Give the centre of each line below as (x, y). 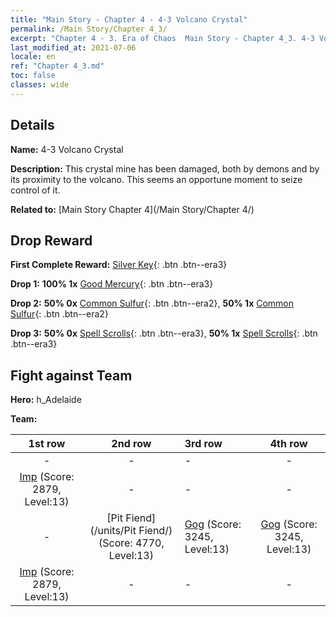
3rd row (203, 444)
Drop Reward (51, 240)
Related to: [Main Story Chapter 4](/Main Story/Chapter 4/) (132, 209)
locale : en (33, 57)
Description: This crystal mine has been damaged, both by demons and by (165, 168)
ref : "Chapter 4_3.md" (57, 66)
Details (32, 125)
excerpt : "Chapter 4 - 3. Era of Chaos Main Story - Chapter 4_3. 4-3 (162, 38)
